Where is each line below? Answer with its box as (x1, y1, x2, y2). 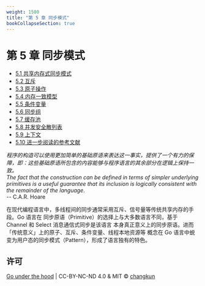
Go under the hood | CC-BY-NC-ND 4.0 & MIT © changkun (6, 273, 155, 280)
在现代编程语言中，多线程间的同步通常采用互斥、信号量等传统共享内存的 (6, 206, 188, 213)
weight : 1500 (6, 9, 40, 15)
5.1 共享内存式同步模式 (15, 70, 72, 77)
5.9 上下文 (15, 131, 42, 138)
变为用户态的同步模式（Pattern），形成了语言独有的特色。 (6, 237, 151, 244)
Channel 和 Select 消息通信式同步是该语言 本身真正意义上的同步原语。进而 (6, 221, 194, 229)
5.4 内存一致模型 (15, 93, 58, 100)
